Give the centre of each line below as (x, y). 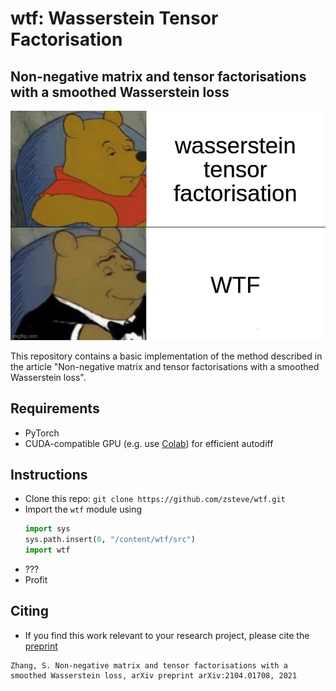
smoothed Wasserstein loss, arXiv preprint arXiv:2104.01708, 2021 (154, 675)
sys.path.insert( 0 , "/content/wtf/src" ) (110, 540)
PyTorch (42, 433)
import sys (47, 529)
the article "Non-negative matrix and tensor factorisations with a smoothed (165, 366)
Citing (29, 611)
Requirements (55, 408)
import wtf (47, 550)
